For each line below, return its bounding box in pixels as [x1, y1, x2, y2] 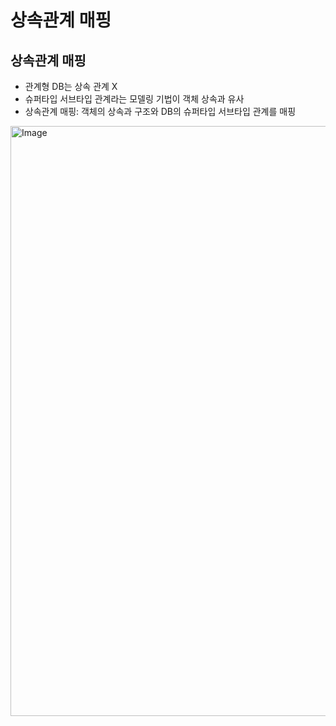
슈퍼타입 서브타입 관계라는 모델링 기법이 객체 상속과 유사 [24, 93, 245, 105]
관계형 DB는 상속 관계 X [24, 81, 118, 92]
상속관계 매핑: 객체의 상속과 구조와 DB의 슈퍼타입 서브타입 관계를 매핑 [24, 106, 297, 117]
